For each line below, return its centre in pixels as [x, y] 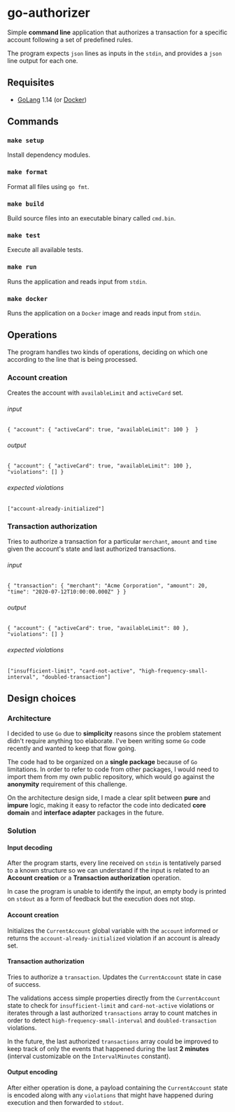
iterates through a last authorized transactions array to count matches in [112, 1013]
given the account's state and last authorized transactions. [92, 549]
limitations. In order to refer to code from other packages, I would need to [113, 769]
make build [26, 204]
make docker [28, 298]
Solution [22, 831]
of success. [24, 984]
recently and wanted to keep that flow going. [72, 748]
